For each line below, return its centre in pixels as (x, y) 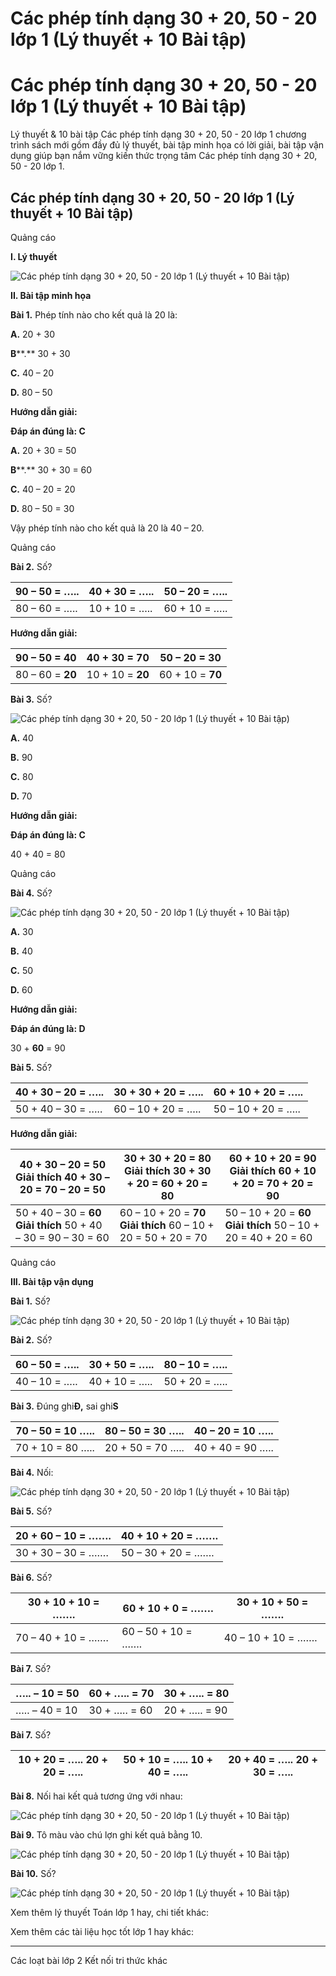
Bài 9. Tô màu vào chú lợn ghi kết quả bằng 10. (106, 1834)
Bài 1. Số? (30, 1301)
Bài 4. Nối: (32, 1472)
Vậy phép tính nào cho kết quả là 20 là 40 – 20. (107, 528)
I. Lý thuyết (34, 256)
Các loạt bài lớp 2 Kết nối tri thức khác (89, 1960)
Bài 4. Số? (31, 893)
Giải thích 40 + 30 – (62, 1177)
